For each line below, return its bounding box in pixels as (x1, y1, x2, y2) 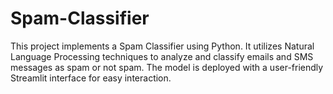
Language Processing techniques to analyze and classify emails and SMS (10, 50, 314, 62)
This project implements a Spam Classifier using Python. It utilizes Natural (10, 40, 315, 52)
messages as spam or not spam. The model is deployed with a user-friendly (10, 61, 324, 73)
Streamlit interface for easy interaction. (10, 72, 172, 84)
